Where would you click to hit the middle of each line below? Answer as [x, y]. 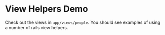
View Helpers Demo [47, 9]
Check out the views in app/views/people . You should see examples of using [83, 22]
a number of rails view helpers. [37, 27]
